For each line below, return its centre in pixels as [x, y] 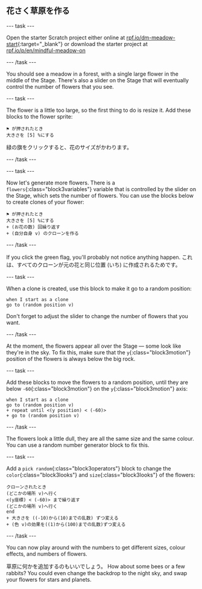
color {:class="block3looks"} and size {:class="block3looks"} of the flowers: [101, 475]
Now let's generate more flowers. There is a [61, 183]
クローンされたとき [27, 487]
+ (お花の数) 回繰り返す [33, 227]
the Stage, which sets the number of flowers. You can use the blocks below [100, 195]
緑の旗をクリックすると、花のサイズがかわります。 [69, 147]
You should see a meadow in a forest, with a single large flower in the [93, 74]
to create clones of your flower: [45, 202]
